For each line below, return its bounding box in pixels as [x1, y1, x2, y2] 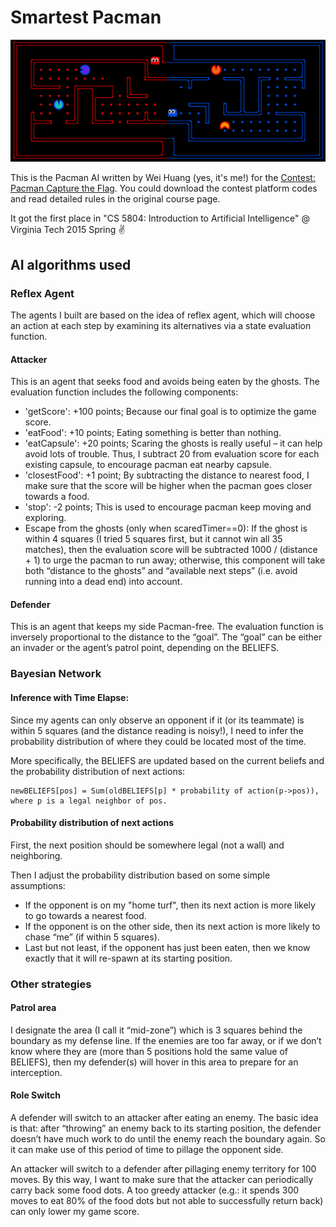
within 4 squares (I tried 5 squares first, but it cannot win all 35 [24, 533, 283, 545]
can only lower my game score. [10, 1206, 140, 1218]
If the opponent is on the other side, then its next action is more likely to [24, 920, 321, 932]
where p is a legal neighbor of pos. [10, 796, 168, 806]
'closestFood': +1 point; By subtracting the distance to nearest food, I [24, 469, 310, 481]
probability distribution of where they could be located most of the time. [10, 735, 307, 747]
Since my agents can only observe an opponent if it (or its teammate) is [10, 714, 305, 726]
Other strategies [10, 977, 92, 991]
